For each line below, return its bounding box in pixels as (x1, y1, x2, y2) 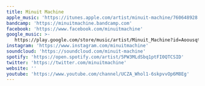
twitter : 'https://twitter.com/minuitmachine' (6, 59, 127, 65)
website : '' (6, 65, 37, 71)
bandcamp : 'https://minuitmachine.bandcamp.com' (6, 20, 132, 26)
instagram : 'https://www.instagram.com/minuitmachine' (6, 43, 149, 49)
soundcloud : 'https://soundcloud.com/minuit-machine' (6, 48, 146, 55)
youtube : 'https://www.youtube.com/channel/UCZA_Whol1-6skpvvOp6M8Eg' (6, 71, 190, 77)
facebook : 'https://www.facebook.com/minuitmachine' (6, 25, 143, 32)
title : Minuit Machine (6, 8, 64, 15)
